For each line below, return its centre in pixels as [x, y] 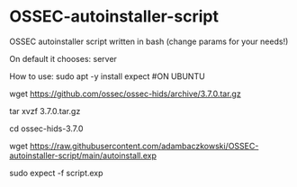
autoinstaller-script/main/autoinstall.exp [83, 156]
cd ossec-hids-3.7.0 [46, 129]
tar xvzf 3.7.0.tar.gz [45, 111]
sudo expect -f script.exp [56, 173]
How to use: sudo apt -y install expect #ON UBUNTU [107, 76]
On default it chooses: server [63, 58]
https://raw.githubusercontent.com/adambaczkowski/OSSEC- [144, 146]
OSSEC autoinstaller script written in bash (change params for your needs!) [149, 41]
